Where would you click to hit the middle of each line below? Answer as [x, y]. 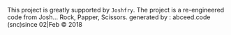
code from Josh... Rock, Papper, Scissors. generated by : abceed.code [109, 17]
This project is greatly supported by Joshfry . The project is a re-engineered [116, 10]
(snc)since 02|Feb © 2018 [45, 24]
